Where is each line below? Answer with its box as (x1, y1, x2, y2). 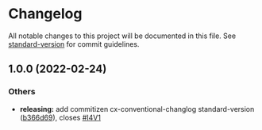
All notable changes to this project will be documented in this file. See (8, 31, 237, 40)
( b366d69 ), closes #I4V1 (19, 113, 102, 122)
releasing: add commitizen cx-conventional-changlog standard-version (19, 104, 255, 113)
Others (8, 86, 36, 97)
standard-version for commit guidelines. (8, 39, 140, 48)
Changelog (8, 5, 83, 23)
